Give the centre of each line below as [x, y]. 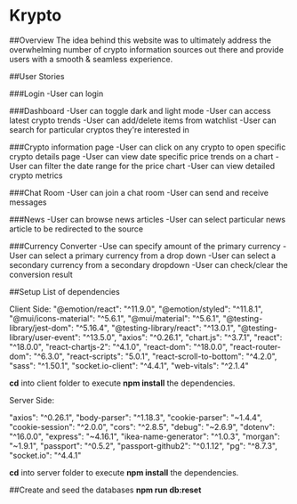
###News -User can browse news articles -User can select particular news [148, 219]
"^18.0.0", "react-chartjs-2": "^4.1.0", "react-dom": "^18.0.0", [119, 346]
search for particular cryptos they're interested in [99, 129]
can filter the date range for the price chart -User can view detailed [152, 166]
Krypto [36, 16]
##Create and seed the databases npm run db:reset [105, 490]
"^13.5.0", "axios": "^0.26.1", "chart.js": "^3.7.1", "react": [183, 337]
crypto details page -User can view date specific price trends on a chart [141, 156]
